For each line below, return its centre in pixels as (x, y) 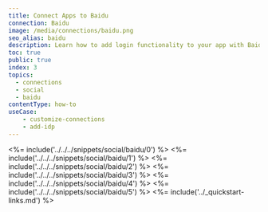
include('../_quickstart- (207, 191)
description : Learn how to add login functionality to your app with (126, 45)
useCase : (23, 112)
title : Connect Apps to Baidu (59, 16)
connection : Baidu (39, 23)
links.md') (25, 200)
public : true (30, 61)
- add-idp (39, 127)
